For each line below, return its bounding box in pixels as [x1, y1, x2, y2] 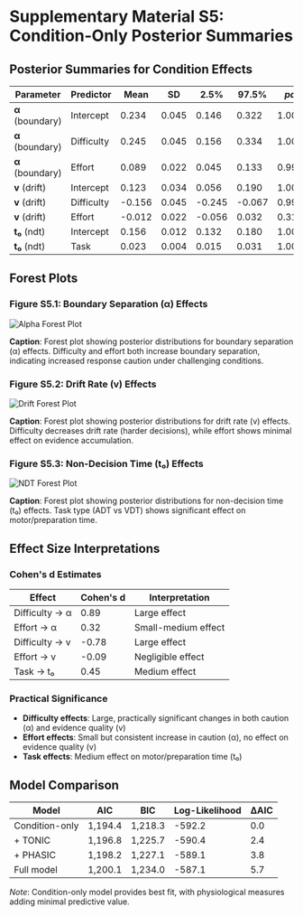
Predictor [70, 89, 112, 100]
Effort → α [14, 621, 57, 633]
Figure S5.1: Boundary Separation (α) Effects [9, 298, 208, 311]
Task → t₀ [14, 665, 55, 678]
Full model [14, 864, 59, 876]
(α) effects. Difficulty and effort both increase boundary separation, [9, 345, 261, 356]
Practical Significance [9, 692, 108, 705]
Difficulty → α [14, 606, 72, 619]
